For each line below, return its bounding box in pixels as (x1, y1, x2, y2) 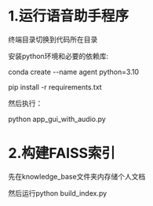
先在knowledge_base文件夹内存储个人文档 (8, 171, 146, 181)
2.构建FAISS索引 (8, 145, 116, 162)
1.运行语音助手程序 (8, 7, 129, 25)
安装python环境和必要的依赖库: (8, 51, 108, 61)
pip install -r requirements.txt (8, 82, 102, 91)
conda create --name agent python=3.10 (8, 67, 140, 76)
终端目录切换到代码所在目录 (8, 35, 98, 44)
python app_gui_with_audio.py (8, 114, 106, 123)
